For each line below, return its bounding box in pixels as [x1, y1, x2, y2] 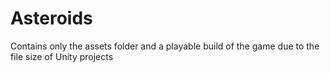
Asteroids [10, 7, 93, 30]
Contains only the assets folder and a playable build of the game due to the [10, 40, 320, 52]
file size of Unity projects [10, 50, 114, 62]
